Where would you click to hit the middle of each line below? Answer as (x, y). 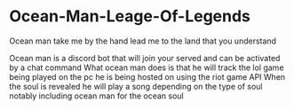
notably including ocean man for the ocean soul (96, 96)
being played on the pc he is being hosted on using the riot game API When (147, 76)
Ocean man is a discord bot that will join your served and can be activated (145, 58)
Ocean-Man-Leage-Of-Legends (130, 16)
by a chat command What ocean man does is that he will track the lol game (147, 67)
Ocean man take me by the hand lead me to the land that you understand (143, 41)
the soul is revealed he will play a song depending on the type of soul (136, 86)
